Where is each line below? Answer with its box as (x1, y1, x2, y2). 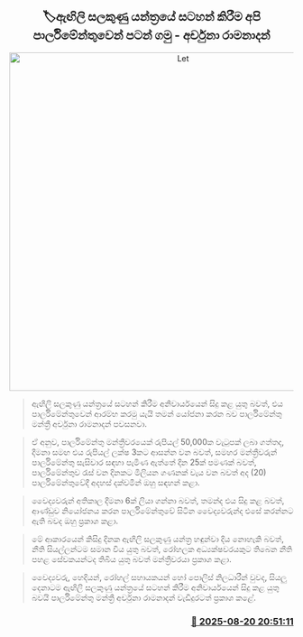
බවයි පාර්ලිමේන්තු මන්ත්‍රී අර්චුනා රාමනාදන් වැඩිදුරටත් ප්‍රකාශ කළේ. (31, 592, 257, 603)
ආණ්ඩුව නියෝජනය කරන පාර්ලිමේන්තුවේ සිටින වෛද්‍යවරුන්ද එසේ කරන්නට (31, 505, 294, 516)
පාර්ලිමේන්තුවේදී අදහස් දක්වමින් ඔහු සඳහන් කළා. (31, 476, 200, 487)
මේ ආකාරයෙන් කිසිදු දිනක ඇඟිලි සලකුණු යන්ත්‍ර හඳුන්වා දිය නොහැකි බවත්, (31, 533, 284, 544)
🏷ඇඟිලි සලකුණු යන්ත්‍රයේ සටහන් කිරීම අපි (41, 9, 262, 24)
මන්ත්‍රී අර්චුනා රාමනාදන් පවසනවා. (31, 418, 147, 429)
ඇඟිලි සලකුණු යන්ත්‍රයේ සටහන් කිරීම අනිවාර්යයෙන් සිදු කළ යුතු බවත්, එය (31, 398, 284, 409)
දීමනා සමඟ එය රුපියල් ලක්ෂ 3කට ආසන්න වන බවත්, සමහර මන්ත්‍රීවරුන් (31, 447, 278, 457)
